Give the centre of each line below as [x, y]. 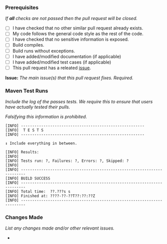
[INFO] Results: [22, 152]
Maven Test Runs [27, 91]
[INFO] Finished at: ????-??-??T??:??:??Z [50, 196]
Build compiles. [28, 45]
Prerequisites [22, 8]
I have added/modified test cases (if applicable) [62, 62]
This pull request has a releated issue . [52, 68]
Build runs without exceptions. [44, 51]
